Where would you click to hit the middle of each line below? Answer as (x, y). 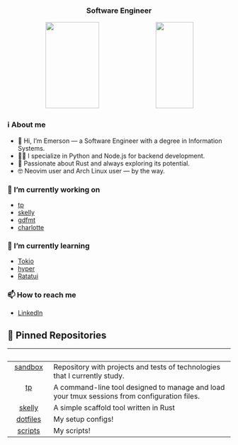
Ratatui (28, 276)
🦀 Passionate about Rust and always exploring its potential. (103, 163)
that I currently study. (89, 376)
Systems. (31, 148)
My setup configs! (84, 420)
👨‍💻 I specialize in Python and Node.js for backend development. (111, 156)
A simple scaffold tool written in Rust (114, 408)
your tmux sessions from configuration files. (127, 396)
